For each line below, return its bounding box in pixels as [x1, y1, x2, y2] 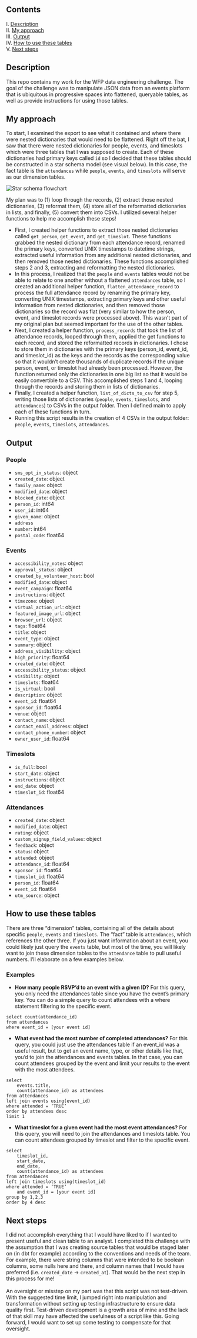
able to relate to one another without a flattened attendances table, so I [14, 277, 186, 284]
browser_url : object [14, 616, 62, 623]
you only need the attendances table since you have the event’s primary [14, 990, 189, 997]
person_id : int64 [14, 501, 55, 508]
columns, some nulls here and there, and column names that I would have [6, 1262, 185, 1270]
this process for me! [6, 1275, 55, 1282]
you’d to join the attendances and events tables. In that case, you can [14, 1054, 183, 1061]
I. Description [6, 20, 39, 27]
